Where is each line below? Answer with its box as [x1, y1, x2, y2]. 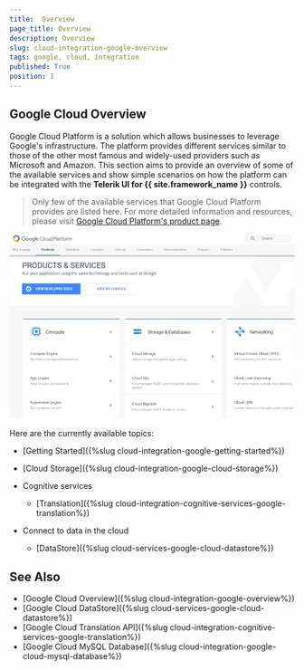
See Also [9, 569, 61, 584]
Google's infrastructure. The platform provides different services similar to [9, 140, 287, 151]
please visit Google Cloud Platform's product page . [31, 215, 223, 226]
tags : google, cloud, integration [9, 53, 140, 62]
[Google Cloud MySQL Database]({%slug [22, 641, 177, 652]
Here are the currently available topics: [9, 428, 154, 439]
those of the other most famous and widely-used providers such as [9, 149, 261, 160]
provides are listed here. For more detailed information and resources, [31, 206, 293, 216]
